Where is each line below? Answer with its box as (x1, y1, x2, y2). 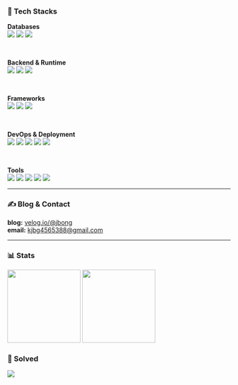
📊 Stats (7, 250, 35, 260)
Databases (7, 23, 40, 31)
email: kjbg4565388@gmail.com (7, 225, 103, 234)
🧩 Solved (7, 354, 39, 364)
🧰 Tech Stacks (7, 6, 58, 16)
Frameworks (7, 94, 45, 103)
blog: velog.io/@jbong (7, 218, 73, 226)
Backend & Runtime (7, 58, 67, 67)
